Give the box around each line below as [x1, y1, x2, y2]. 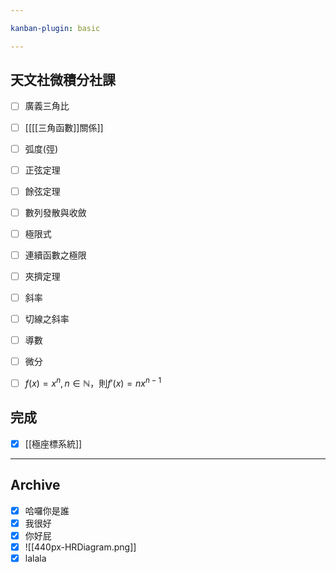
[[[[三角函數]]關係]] [24, 121, 104, 133]
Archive [10, 477, 61, 494]
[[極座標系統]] [24, 437, 83, 450]
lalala [24, 552, 47, 564]
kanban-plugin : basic [10, 23, 101, 33]
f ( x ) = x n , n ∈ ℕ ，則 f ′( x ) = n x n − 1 [24, 376, 162, 389]
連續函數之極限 [24, 249, 87, 261]
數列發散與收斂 [24, 206, 87, 218]
